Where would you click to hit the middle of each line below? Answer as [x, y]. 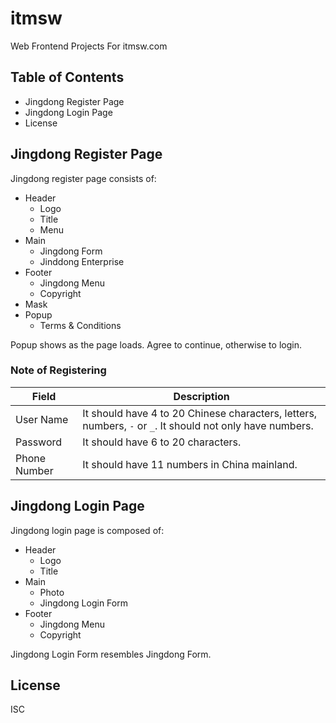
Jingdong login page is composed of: [87, 530]
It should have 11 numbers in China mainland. [190, 464]
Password [39, 442]
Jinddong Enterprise [82, 261]
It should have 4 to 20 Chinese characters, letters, [200, 413]
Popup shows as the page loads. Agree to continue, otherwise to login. [156, 344]
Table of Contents [67, 77]
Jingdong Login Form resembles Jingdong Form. [111, 654]
